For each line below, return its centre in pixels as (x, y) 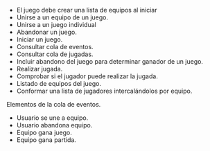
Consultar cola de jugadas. (55, 54)
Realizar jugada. (40, 69)
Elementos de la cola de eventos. (54, 104)
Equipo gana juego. (44, 132)
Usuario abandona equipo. (54, 125)
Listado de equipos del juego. (59, 83)
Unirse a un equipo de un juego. (62, 17)
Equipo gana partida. (46, 140)
